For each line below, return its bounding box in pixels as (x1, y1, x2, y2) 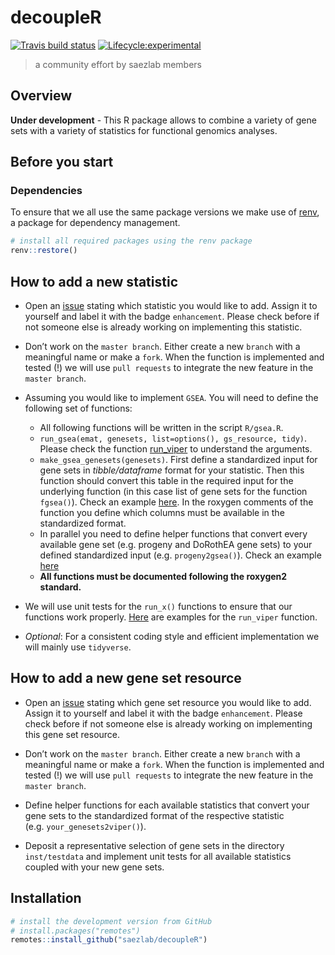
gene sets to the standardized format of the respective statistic (24, 809, 285, 821)
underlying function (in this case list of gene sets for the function (39, 486, 308, 497)
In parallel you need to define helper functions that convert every (39, 528, 308, 540)
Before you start (10, 154, 114, 171)
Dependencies (10, 184, 83, 198)
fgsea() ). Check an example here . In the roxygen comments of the (39, 496, 314, 508)
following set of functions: (24, 402, 133, 414)
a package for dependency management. (10, 217, 181, 229)
